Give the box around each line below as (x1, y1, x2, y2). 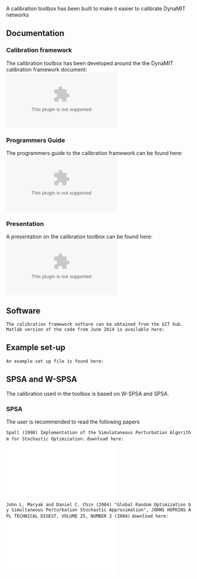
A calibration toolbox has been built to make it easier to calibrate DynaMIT (6, 5, 186, 12)
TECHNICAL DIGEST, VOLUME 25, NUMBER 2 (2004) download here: (14, 513, 169, 519)
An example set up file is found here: (6, 358, 104, 364)
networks (6, 11, 29, 18)
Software (6, 306, 41, 316)
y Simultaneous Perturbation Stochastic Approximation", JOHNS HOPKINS (6, 507, 186, 513)
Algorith (169, 430, 192, 436)
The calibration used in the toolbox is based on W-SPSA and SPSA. (6, 390, 169, 397)
